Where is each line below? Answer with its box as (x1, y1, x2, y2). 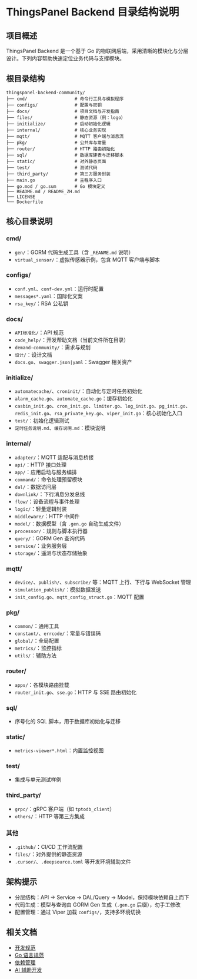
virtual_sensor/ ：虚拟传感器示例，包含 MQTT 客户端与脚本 (14, 256, 161, 263)
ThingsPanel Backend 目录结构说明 (6, 5, 179, 19)
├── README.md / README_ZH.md (6, 188, 81, 194)
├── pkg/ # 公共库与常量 (6, 140, 106, 145)
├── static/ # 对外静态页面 (6, 158, 106, 164)
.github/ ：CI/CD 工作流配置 (14, 844, 84, 851)
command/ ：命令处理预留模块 (14, 475, 83, 483)
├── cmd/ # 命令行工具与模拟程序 (6, 95, 124, 102)
